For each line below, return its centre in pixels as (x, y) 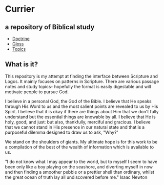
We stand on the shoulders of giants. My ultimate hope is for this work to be (81, 142)
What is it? (21, 64)
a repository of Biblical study (50, 27)
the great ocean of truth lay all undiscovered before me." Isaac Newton (76, 177)
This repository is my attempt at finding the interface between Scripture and (82, 76)
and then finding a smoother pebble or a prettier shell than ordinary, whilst (80, 172)
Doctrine (21, 39)
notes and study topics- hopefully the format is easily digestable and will (78, 86)
